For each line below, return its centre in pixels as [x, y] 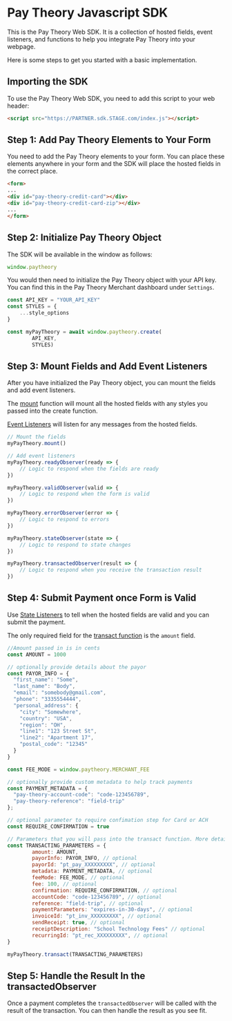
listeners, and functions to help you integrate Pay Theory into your [101, 39]
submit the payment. [36, 622]
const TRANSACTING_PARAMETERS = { [57, 845]
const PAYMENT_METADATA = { [48, 788]
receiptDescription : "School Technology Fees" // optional [119, 929]
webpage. [21, 46]
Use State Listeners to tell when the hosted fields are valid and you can [108, 615]
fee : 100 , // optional [65, 884]
